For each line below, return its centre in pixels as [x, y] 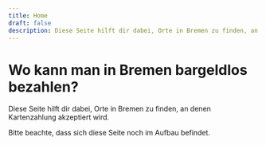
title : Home [28, 16]
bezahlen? [43, 86]
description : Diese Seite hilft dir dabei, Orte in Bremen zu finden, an [133, 30]
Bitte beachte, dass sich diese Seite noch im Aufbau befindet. [110, 133]
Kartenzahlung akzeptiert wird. [59, 117]
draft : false [30, 23]
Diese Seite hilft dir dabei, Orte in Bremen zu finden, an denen [110, 109]
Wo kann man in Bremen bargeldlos [128, 70]
